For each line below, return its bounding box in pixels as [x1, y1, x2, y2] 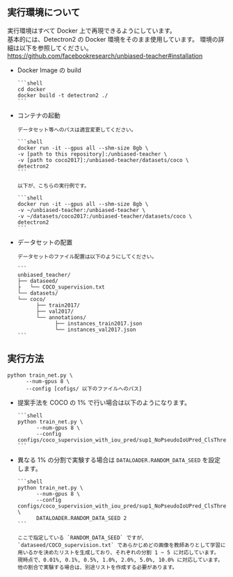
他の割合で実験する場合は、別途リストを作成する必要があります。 [17, 564, 178, 571]
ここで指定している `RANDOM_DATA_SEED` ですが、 [17, 534, 147, 541]
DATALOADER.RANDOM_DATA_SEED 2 [35, 514, 127, 521]
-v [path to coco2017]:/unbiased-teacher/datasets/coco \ [17, 156, 189, 163]
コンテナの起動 [17, 111, 61, 120]
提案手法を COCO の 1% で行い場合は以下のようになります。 [17, 398, 191, 407]
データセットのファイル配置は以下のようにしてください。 [17, 253, 158, 260]
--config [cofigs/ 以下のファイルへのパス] [25, 385, 143, 392]
